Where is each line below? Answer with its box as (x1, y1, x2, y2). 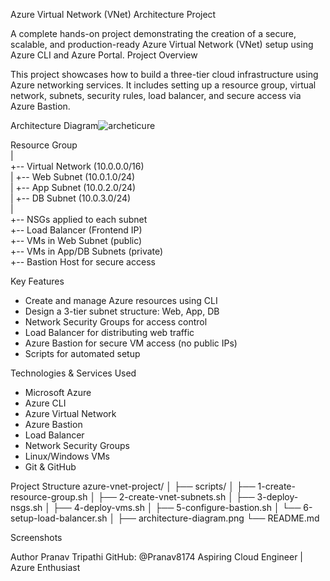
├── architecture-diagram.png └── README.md (117, 512, 320, 524)
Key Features (10, 275, 65, 287)
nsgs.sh (10, 502, 43, 513)
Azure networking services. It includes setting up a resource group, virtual (10, 79, 317, 91)
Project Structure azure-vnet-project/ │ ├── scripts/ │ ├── (10, 480, 256, 492)
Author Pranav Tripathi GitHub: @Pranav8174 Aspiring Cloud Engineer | (10, 551, 304, 563)
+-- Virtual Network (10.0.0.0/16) (10, 160, 145, 172)
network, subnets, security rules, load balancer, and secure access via (10, 90, 302, 101)
